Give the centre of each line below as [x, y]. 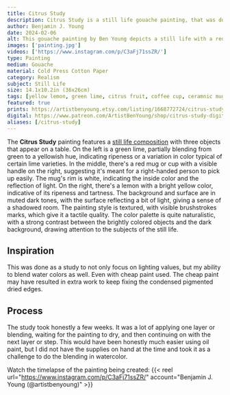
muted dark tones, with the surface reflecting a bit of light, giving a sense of [114, 200]
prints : [18, 109]
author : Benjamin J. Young [46, 26]
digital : [20, 115]
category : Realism [33, 77]
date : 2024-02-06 [32, 33]
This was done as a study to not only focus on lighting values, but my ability [114, 267]
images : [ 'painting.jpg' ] [44, 45]
